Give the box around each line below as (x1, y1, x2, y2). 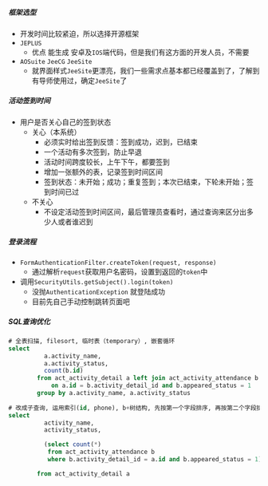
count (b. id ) (43, 367, 84, 375)
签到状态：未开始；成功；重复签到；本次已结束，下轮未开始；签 (43, 176, 254, 187)
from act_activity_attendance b (47, 448, 156, 456)
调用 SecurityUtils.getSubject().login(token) (19, 276, 174, 286)
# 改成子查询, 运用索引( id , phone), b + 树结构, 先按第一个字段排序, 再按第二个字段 (8, 404, 257, 412)
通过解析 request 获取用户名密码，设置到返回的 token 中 (31, 267, 208, 276)
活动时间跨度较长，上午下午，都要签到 (43, 156, 170, 167)
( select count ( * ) (43, 441, 102, 448)
